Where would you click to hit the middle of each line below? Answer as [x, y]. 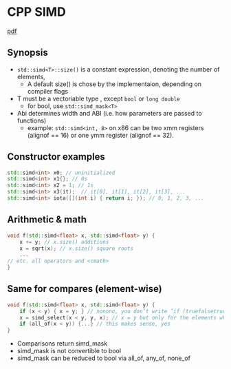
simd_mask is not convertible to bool [69, 351]
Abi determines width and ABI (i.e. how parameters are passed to [109, 113]
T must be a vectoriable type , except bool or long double [98, 98]
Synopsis [27, 53]
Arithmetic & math [47, 220]
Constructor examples [56, 157]
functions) [32, 120]
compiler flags [48, 91]
